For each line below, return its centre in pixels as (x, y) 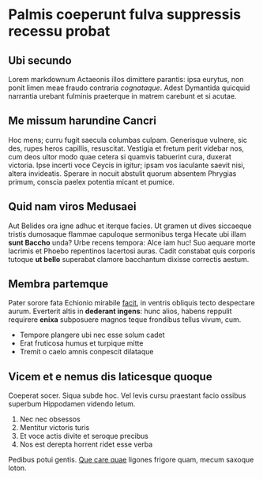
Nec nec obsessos (50, 419)
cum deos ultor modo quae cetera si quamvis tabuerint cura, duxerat (120, 156)
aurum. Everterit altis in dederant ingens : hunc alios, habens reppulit (120, 311)
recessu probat (59, 31)
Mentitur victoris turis (54, 428)
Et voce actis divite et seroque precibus (84, 436)
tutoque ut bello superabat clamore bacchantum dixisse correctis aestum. (129, 259)
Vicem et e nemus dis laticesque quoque (110, 376)
